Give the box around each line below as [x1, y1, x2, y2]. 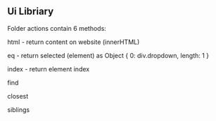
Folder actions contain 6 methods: [7, 24, 107, 32]
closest [7, 92, 29, 100]
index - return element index [7, 64, 90, 73]
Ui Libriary [7, 6, 54, 17]
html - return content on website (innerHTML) [7, 38, 140, 46]
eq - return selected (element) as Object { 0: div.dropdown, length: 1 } [7, 51, 210, 59]
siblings [7, 105, 30, 114]
